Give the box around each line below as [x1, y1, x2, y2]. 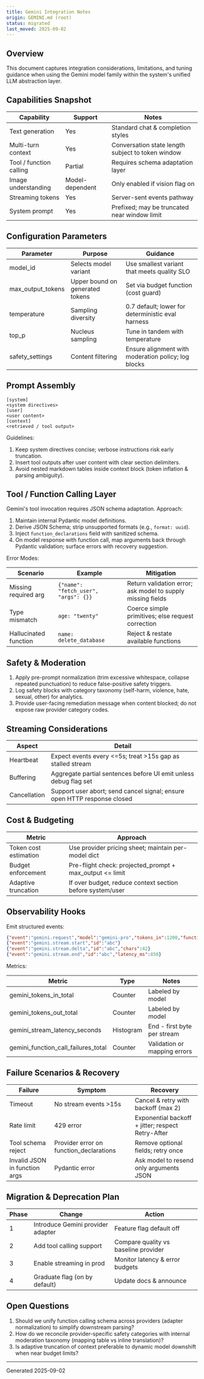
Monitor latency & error [114, 1255, 180, 1264]
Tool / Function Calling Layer [6, 489, 117, 499]
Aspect [16, 741, 38, 750]
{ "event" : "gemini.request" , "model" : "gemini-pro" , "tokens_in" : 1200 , [6, 934, 181, 941]
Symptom [76, 1085, 106, 1094]
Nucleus [70, 327, 95, 335]
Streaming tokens [9, 193, 59, 201]
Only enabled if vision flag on [111, 179, 195, 188]
